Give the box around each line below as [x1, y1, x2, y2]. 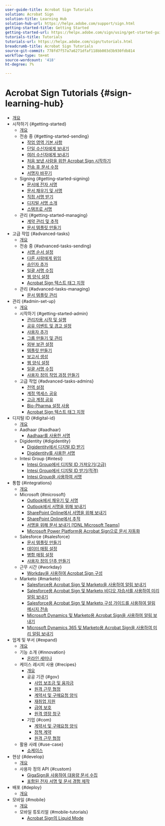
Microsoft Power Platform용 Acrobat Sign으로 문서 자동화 [27, 528, 140, 534]
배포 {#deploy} [12, 785, 42, 791]
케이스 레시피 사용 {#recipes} [19, 662, 77, 668]
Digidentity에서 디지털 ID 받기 [27, 444, 85, 450]
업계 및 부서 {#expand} [12, 637, 57, 643]
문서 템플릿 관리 [27, 292, 57, 298]
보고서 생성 [27, 354, 48, 359]
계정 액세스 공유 [27, 390, 57, 396]
